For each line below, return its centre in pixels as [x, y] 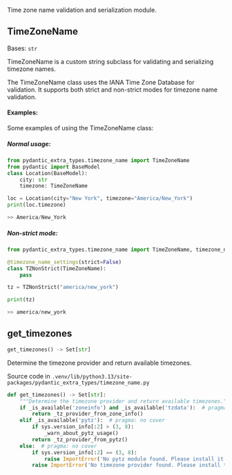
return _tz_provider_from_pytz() [80, 439]
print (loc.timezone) [37, 205]
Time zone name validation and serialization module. [82, 10]
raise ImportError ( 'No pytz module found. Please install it [134, 459]
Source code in [29, 376]
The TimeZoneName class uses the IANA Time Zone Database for [101, 82]
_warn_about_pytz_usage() [81, 434]
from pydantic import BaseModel [54, 167]
